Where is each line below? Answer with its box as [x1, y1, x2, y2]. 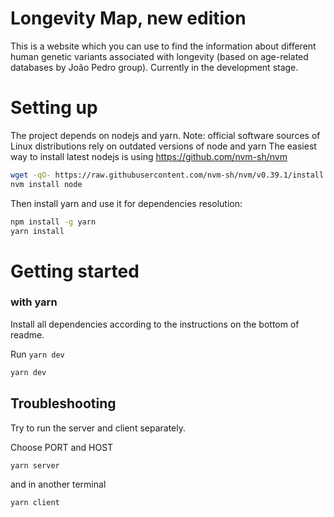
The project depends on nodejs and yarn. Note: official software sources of [10, 129, 321, 141]
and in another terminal [10, 478, 107, 491]
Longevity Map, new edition [10, 7, 247, 30]
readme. [10, 328, 45, 341]
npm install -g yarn [10, 217, 97, 227]
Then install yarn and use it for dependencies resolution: [10, 197, 243, 209]
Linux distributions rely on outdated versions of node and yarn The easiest [10, 140, 317, 152]
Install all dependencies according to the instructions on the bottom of [10, 318, 300, 330]
